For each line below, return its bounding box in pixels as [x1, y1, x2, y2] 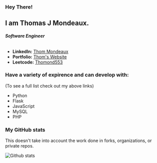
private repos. [5, 143, 34, 149]
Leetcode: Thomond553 [12, 59, 63, 65]
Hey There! [5, 3, 33, 10]
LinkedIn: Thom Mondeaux [12, 48, 69, 54]
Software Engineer [5, 32, 45, 38]
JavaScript [12, 103, 35, 109]
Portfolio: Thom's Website [12, 53, 67, 59]
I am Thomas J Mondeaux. [5, 19, 89, 27]
